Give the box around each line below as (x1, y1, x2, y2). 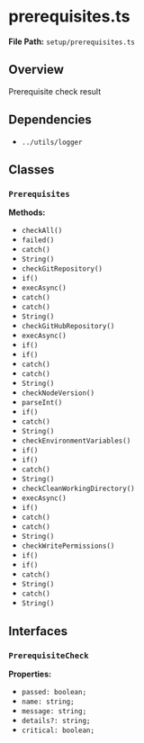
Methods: (8, 207, 46, 218)
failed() (21, 236, 55, 245)
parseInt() (21, 398, 63, 407)
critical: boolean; (21, 726, 95, 735)
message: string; (21, 706, 87, 716)
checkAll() (21, 227, 63, 236)
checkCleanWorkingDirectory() (21, 484, 136, 494)
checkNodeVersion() (21, 389, 95, 398)
